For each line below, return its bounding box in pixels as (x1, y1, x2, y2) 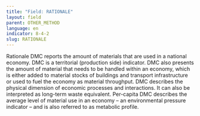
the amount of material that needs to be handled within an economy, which (6, 65, 190, 72)
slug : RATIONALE (6, 36, 47, 42)
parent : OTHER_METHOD (6, 20, 60, 26)
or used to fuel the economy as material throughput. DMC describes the (6, 78, 183, 85)
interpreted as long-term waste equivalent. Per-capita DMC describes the (6, 90, 187, 98)
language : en (6, 25, 39, 32)
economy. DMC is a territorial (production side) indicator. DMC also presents (6, 59, 194, 66)
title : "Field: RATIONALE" (6, 8, 73, 15)
